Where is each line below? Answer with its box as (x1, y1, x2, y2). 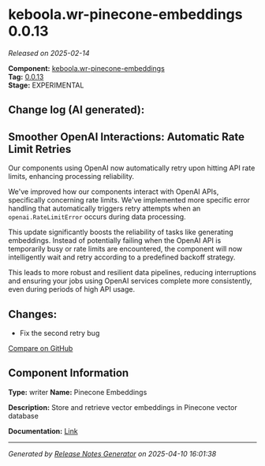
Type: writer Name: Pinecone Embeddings (8, 387, 147, 397)
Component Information (8, 367, 129, 380)
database (8, 411, 39, 420)
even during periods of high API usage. (8, 285, 136, 294)
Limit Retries (8, 142, 72, 155)
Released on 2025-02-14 (8, 48, 90, 58)
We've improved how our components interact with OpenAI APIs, (8, 187, 219, 196)
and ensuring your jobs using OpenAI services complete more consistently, (8, 276, 252, 285)
